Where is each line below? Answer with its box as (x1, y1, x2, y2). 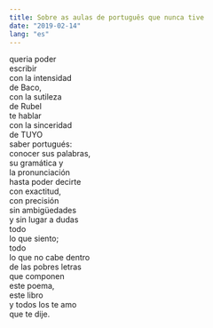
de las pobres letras (9, 261, 82, 272)
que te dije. (9, 308, 51, 320)
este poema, (9, 281, 55, 292)
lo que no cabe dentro (9, 252, 91, 263)
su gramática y (9, 157, 64, 169)
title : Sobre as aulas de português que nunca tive (9, 12, 204, 22)
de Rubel (9, 101, 43, 112)
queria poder (9, 54, 57, 65)
